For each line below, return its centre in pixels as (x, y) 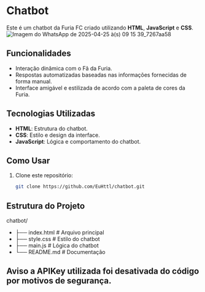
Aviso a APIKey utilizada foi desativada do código (103, 271)
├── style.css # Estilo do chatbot (57, 239)
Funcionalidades (39, 54)
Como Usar (28, 160)
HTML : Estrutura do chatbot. (51, 128)
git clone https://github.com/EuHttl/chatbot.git (80, 187)
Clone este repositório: (44, 175)
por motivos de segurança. (59, 281)
